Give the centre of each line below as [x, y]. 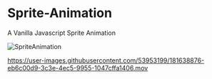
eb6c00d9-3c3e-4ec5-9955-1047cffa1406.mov [78, 68]
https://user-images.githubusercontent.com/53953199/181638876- [106, 60]
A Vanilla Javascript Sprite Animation [62, 33]
